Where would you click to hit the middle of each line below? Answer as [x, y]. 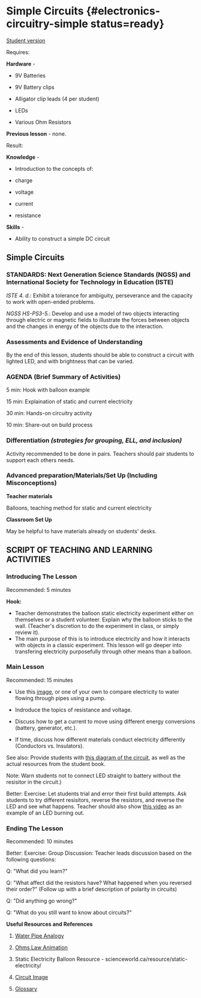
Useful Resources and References [49, 924]
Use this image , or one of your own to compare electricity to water [97, 692]
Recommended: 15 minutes [40, 680]
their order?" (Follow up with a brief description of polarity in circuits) [91, 889]
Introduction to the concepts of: [54, 168]
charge [24, 180]
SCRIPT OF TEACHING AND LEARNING [79, 550]
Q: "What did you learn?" [37, 871]
